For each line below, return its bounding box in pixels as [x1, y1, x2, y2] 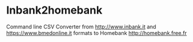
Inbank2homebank [6, 4, 103, 17]
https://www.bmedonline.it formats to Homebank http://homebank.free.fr [6, 29, 188, 36]
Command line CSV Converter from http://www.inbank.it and [6, 23, 156, 30]
